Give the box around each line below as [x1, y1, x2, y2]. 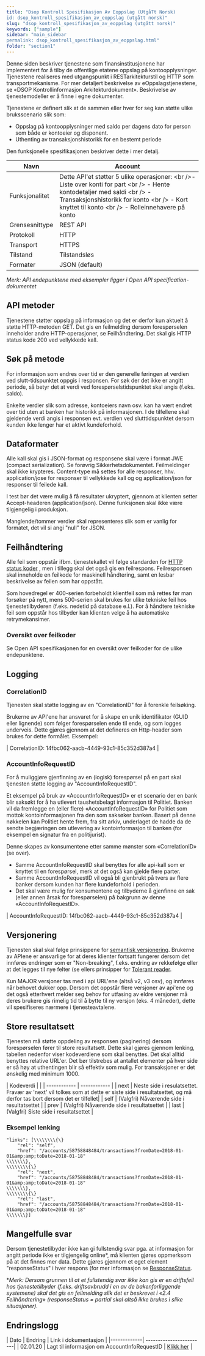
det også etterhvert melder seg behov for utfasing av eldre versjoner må [6, 991, 188, 998]
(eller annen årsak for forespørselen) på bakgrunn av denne [15, 894, 166, 901]
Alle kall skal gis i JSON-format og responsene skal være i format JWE [6, 455, 184, 462]
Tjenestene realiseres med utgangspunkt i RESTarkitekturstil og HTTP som [6, 73, 194, 80]
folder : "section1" [6, 43, 56, 50]
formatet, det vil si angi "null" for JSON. [6, 524, 106, 531]
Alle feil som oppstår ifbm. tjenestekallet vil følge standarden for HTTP [6, 558, 183, 566]
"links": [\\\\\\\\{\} [6, 1137, 64, 1144]
